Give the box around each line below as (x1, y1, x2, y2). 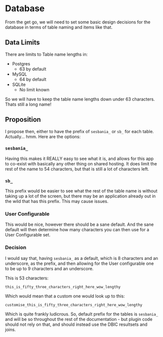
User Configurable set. (5, 232, 51, 238)
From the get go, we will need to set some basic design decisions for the (5, 19, 151, 25)
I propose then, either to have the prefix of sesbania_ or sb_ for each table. (5, 128, 154, 134)
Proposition (5, 116, 41, 124)
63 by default (19, 66, 46, 72)
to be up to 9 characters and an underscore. (5, 265, 94, 271)
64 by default (19, 76, 47, 82)
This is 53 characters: (5, 275, 49, 281)
